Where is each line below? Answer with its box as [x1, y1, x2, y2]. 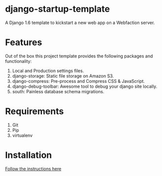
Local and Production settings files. [12, 68, 84, 74]
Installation [5, 150, 52, 160]
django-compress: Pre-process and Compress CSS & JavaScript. [12, 78, 145, 84]
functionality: [5, 58, 32, 64]
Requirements [5, 106, 64, 117]
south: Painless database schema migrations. [12, 88, 104, 94]
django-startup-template [5, 3, 110, 15]
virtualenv [12, 132, 33, 138]
